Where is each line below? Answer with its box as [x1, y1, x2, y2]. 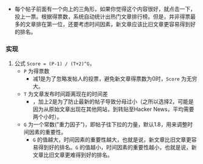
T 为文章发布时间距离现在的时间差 [23, 90, 108, 98]
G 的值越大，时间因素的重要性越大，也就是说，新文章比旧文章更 [32, 136, 192, 143]
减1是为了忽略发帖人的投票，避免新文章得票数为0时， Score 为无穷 [32, 75, 198, 82]
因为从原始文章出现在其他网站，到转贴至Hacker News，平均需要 [32, 105, 194, 113]
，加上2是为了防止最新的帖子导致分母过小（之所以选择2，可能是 [32, 98, 194, 105]
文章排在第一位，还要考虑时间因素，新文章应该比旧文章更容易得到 [25, 21, 191, 27]
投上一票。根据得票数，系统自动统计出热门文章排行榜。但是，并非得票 [14, 13, 191, 20]
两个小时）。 [32, 113, 63, 121]
